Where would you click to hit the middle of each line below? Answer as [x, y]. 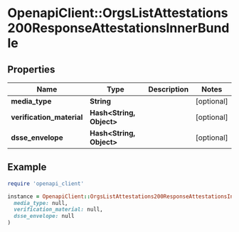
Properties [31, 69]
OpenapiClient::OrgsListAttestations [118, 13]
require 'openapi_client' [46, 183]
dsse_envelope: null [44, 216]
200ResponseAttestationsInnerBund [118, 28]
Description [169, 89]
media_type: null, [41, 203]
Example [27, 167]
